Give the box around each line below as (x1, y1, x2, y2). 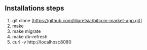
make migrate (12, 28, 41, 34)
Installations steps (5, 4, 64, 13)
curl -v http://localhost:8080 (12, 39, 72, 45)
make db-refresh (12, 33, 48, 39)
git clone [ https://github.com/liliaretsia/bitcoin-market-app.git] (12, 17, 142, 23)
